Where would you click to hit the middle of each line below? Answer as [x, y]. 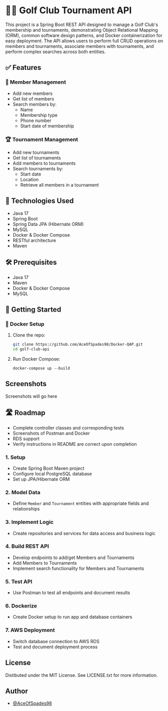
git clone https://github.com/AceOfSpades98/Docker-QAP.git [78, 345]
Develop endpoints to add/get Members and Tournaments [74, 557]
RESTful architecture [34, 240]
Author [17, 691]
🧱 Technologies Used [39, 201]
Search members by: [35, 104]
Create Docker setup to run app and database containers [72, 617]
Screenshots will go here [31, 396]
